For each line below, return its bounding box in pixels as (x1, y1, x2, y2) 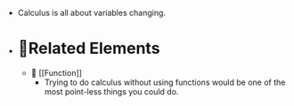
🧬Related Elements (17, 39, 160, 58)
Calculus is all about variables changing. (17, 8, 167, 18)
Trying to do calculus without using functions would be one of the (44, 77, 286, 87)
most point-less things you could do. (44, 86, 179, 96)
